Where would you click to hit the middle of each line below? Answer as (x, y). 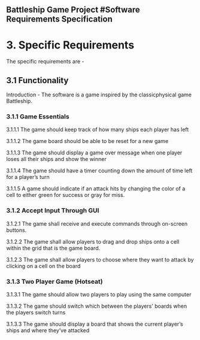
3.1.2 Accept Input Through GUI (53, 211)
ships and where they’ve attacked (48, 330)
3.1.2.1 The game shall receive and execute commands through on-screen (97, 223)
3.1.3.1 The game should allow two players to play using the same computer (99, 295)
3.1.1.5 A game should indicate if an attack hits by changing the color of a (96, 189)
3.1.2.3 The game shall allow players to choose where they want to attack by (100, 259)
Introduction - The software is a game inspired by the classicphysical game (99, 95)
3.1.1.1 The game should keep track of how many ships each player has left (98, 130)
